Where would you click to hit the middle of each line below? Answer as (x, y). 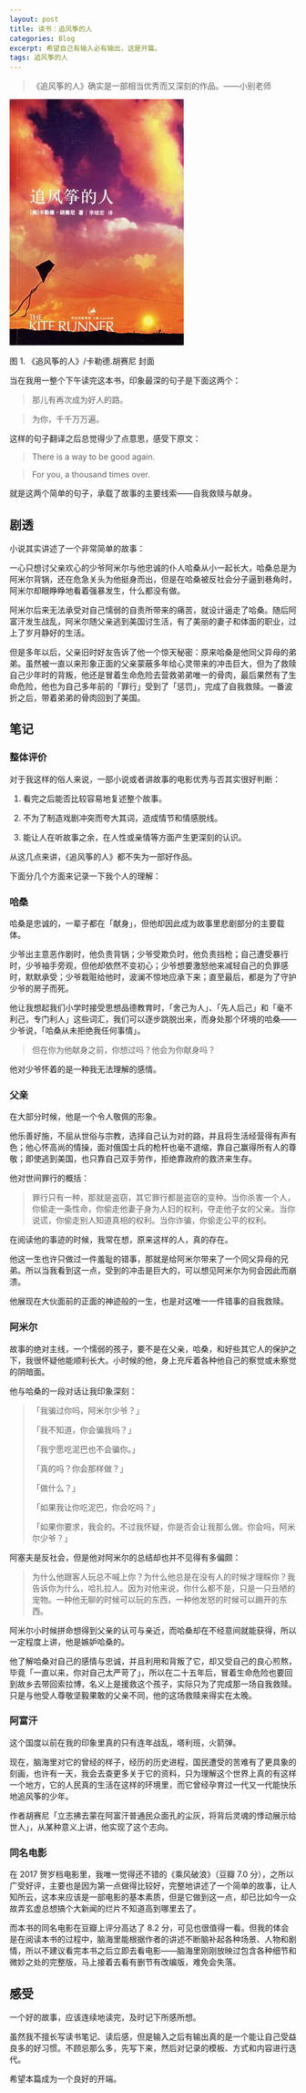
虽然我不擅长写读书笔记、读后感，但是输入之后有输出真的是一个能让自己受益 (153, 2036)
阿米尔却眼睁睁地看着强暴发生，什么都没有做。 (97, 590)
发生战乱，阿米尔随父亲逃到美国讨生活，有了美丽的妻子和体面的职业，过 (161, 621)
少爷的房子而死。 (41, 988)
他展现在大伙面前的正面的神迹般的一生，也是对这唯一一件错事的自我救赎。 (149, 1301)
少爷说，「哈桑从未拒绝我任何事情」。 (77, 1030)
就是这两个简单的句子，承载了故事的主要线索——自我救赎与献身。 (133, 493)
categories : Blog (42, 38)
